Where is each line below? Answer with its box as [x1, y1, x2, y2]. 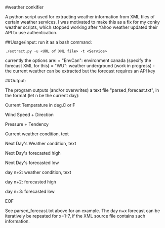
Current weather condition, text [5, 131, 69, 137]
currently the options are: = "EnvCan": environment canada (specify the [5, 57, 152, 63]
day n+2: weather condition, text [5, 170, 72, 175]
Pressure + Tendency [5, 121, 49, 127]
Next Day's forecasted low [5, 160, 59, 166]
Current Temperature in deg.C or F [5, 102, 76, 108]
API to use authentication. [5, 30, 58, 35]
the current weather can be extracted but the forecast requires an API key [5, 68, 156, 74]
